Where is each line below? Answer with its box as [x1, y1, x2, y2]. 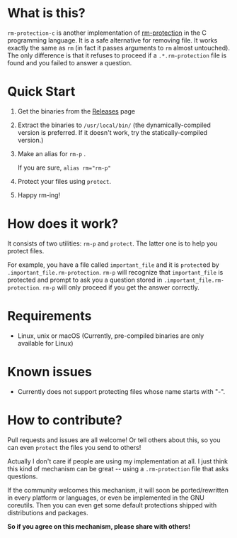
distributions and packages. [7, 508, 88, 517]
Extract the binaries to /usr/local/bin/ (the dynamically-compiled [17, 121, 211, 129]
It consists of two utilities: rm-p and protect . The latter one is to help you [7, 239, 218, 248]
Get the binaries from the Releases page [17, 106, 136, 115]
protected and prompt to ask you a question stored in [7, 275, 163, 284]
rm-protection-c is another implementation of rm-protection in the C [7, 28, 207, 37]
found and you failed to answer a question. [7, 58, 132, 67]
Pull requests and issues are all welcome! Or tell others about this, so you [7, 435, 221, 444]
